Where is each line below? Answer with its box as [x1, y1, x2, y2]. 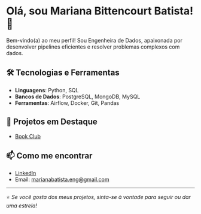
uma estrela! [6, 202, 38, 209]
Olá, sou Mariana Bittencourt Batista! [6, 4, 193, 18]
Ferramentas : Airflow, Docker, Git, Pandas [14, 99, 120, 106]
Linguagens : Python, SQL [14, 86, 79, 94]
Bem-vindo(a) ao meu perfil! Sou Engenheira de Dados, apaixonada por [6, 37, 182, 44]
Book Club [14, 132, 41, 140]
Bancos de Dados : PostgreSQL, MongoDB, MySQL [14, 93, 141, 100]
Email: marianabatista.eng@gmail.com [14, 176, 109, 183]
